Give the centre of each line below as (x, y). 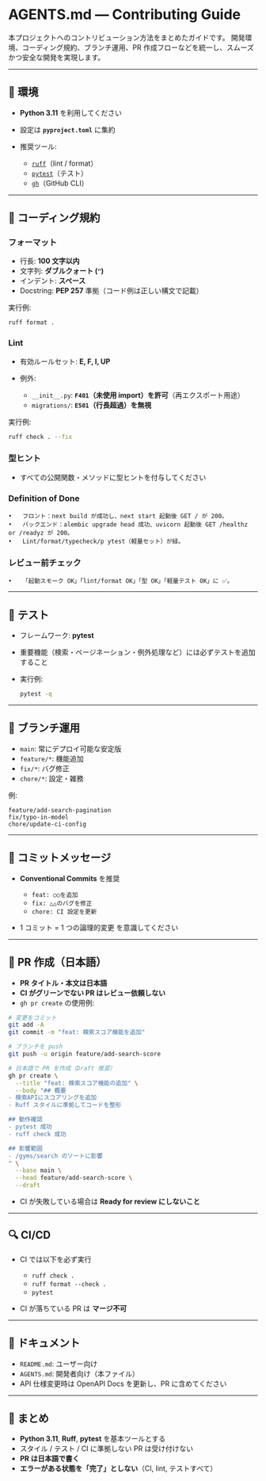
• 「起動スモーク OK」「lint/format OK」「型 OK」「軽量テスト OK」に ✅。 (121, 581)
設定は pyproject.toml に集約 (67, 129)
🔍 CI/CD (30, 1235)
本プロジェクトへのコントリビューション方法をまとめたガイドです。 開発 (127, 37)
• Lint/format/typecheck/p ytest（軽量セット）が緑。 (96, 542)
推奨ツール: (38, 146)
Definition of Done (44, 498)
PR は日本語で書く (49, 1459)
